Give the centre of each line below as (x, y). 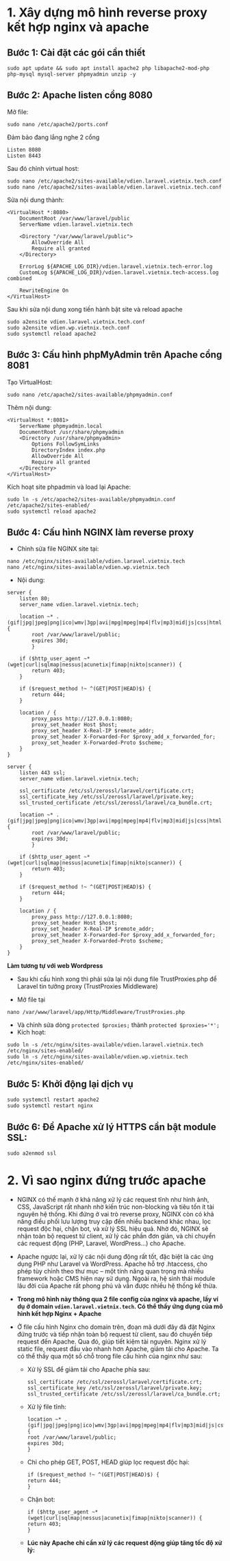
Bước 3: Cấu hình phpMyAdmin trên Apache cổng (115, 355)
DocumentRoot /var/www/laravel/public (75, 218)
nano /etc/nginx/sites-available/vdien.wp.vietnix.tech (88, 568)
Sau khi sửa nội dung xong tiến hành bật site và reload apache (95, 309)
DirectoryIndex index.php (69, 450)
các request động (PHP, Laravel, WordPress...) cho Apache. (101, 1243)
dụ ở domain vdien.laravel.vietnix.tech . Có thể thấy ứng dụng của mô (120, 1306)
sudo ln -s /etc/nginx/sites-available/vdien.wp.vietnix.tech (98, 1057)
